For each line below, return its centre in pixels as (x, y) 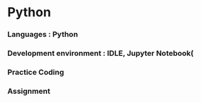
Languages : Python (43, 35)
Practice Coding (36, 72)
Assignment (29, 91)
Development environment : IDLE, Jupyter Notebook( (101, 54)
